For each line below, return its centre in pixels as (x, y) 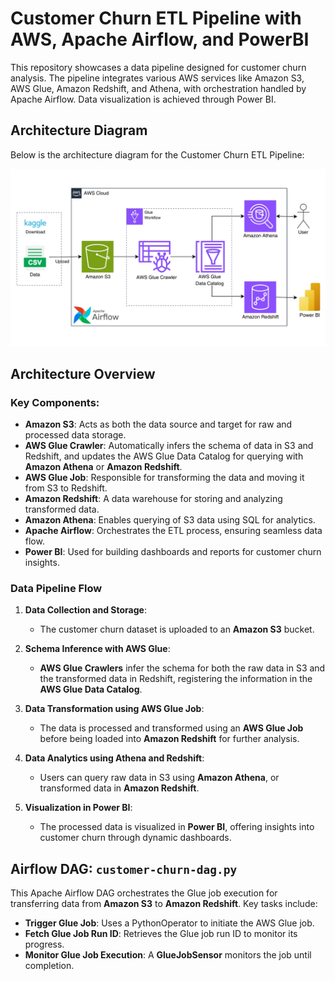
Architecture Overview (83, 373)
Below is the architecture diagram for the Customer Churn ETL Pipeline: (157, 154)
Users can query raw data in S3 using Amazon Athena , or (159, 778)
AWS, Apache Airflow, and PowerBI (160, 39)
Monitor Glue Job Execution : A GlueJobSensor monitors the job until (168, 955)
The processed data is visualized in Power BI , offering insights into (177, 827)
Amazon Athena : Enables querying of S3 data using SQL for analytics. (170, 519)
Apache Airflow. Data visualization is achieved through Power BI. (143, 99)
